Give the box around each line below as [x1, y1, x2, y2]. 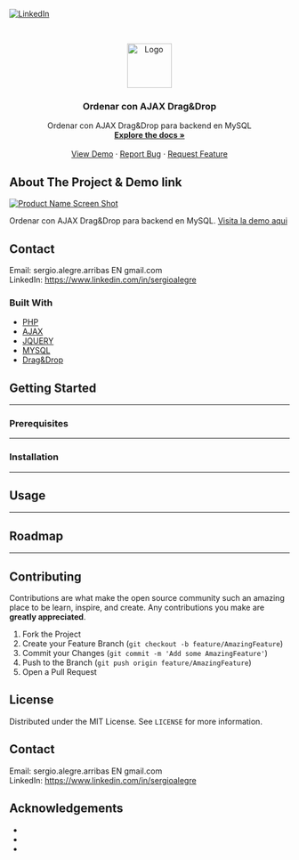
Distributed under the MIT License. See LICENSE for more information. [9, 716, 263, 726]
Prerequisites [9, 417, 69, 429]
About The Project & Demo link [9, 174, 182, 190]
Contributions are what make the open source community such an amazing [9, 593, 285, 604]
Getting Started [9, 380, 97, 395]
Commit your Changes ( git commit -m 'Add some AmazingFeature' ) [21, 648, 269, 659]
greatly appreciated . [9, 612, 86, 622]
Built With [9, 296, 53, 309]
